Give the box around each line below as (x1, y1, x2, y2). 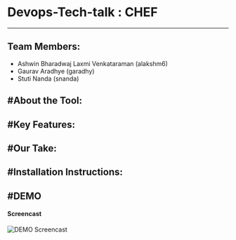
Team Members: (7, 41, 81, 53)
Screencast (7, 210, 42, 218)
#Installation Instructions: (7, 166, 123, 178)
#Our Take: (7, 142, 58, 154)
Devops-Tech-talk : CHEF (7, 4, 158, 20)
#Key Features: (7, 119, 76, 131)
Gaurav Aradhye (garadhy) (17, 67, 95, 75)
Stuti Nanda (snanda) (17, 74, 79, 83)
